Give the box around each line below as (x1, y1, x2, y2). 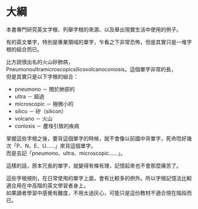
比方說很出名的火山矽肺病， (6, 58, 74, 65)
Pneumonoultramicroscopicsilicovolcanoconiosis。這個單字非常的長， (6, 65, 177, 72)
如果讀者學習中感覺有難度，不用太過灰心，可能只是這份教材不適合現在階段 (6, 189, 187, 196)
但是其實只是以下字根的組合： (6, 73, 78, 80)
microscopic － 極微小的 (14, 100, 74, 107)
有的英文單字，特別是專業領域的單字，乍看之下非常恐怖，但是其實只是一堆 (6, 38, 187, 45)
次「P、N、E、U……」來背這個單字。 (6, 142, 97, 149)
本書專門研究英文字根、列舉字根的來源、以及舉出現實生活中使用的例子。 (6, 26, 181, 33)
